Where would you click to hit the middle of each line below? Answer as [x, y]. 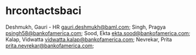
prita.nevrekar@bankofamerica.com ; [50, 46]
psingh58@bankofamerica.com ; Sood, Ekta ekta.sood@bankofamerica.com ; [98, 33]
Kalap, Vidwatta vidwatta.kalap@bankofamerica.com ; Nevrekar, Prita [89, 39]
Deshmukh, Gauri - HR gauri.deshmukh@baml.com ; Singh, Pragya [86, 27]
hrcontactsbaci [43, 11]
